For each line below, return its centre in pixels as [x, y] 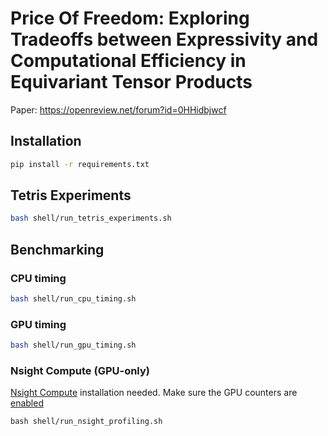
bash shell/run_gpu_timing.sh [73, 345]
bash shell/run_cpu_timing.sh [73, 299]
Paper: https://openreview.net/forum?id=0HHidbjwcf [118, 109]
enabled [27, 403]
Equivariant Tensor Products [131, 82]
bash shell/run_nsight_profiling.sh [86, 422]
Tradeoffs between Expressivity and [164, 39]
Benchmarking [57, 249]
